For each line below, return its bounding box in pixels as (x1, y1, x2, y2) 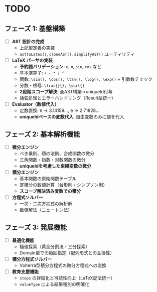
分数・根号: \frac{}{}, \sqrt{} (19, 82, 85, 88)
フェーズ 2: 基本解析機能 (5, 130, 80, 138)
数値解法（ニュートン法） (19, 207, 73, 213)
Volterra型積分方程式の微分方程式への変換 (19, 262, 106, 268)
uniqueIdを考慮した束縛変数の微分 (19, 163, 91, 169)
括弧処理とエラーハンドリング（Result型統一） (19, 95, 116, 101)
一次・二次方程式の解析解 (19, 201, 73, 207)
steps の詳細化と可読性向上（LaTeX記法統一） (19, 275, 115, 281)
